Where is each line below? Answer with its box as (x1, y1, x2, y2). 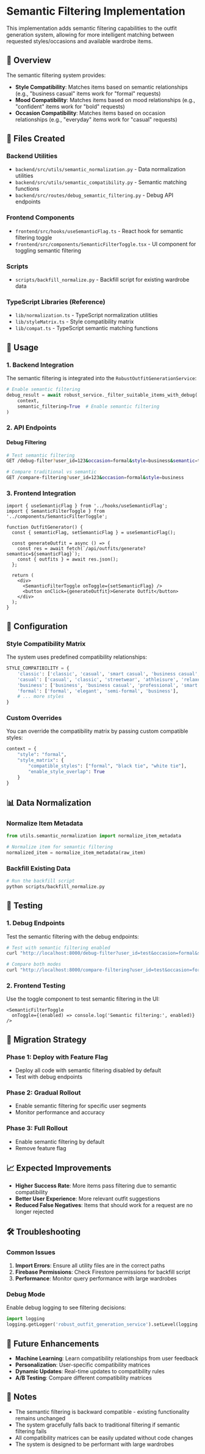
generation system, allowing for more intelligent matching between (6, 31, 174, 38)
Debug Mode (6, 1290, 46, 1299)
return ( (12, 573, 34, 579)
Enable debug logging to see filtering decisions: (6, 1304, 126, 1312)
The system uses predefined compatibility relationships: (6, 653, 148, 661)
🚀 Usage (6, 342, 38, 353)
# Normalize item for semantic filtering (6, 844, 113, 850)
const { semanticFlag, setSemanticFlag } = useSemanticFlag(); (12, 530, 176, 536)
